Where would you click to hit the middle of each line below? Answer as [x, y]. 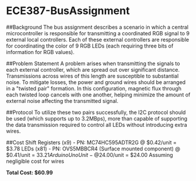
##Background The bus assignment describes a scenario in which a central [97, 27]
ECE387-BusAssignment [68, 11]
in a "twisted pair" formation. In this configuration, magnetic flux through [94, 88]
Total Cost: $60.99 [30, 172]
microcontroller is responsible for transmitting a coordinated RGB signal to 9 [98, 33]
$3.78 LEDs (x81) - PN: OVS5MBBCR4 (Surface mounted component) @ [93, 149]
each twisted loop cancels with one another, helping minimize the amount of [98, 95]
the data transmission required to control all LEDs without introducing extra [97, 125]
